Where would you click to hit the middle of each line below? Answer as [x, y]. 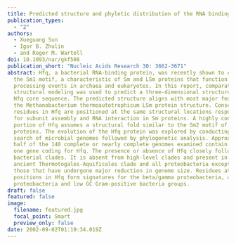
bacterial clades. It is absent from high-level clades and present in [121, 158]
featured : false [31, 197]
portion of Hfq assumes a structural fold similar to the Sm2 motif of [121, 125]
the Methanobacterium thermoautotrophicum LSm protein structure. [113, 105]
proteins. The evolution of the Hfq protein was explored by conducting [122, 131]
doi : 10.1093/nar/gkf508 [44, 60]
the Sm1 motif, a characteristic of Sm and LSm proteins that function [121, 79]
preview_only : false [44, 223]
